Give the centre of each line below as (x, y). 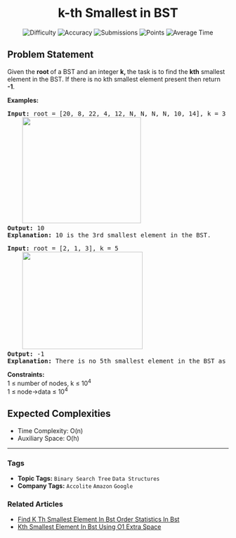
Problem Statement (51, 55)
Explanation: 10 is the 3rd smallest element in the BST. (109, 235)
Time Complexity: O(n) (50, 430)
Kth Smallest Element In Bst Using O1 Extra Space (89, 527)
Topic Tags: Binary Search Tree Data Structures (88, 478)
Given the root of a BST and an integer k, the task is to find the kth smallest (116, 71)
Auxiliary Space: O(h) (48, 438)
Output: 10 (26, 228)
